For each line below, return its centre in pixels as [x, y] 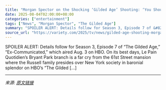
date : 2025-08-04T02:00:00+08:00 [40, 14]
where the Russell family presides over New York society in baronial [74, 63]
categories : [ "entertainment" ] [37, 19]
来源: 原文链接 [19, 83]
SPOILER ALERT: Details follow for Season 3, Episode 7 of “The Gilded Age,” [83, 47]
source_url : [17, 33]
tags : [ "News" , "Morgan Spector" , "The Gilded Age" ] [61, 23]
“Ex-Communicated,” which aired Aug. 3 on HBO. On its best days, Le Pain [81, 52]
